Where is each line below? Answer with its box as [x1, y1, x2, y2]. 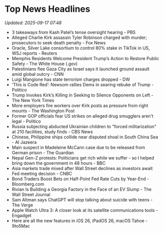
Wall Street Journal [11, 191, 51, 198]
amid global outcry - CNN [11, 71, 64, 77]
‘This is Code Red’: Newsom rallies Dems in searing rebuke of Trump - [11, 81, 154, 87]
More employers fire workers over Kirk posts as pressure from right [11, 102, 148, 108]
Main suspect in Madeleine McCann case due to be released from [11, 144, 145, 150]
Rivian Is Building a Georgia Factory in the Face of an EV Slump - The [11, 186, 152, 192]
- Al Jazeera [11, 139, 37, 145]
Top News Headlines [4, 3, 90, 15]
